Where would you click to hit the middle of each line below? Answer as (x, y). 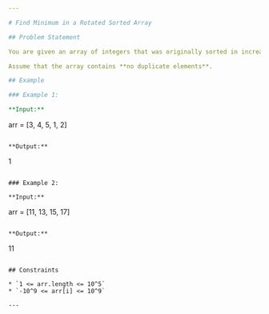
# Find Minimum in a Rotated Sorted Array (80, 22)
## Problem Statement (44, 37)
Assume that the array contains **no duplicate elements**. (111, 66)
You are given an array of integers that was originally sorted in (123, 52)
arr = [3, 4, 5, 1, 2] (38, 125)
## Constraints (34, 270)
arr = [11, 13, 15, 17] (39, 212)
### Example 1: (34, 95)
